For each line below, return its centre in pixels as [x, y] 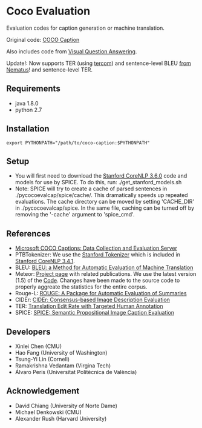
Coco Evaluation [48, 11]
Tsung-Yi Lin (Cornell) [42, 359]
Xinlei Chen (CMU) [38, 346]
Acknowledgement [43, 391]
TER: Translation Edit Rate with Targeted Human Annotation [89, 306]
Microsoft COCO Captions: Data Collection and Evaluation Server [96, 248]
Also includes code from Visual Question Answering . [72, 51]
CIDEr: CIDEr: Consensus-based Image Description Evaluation [93, 300]
